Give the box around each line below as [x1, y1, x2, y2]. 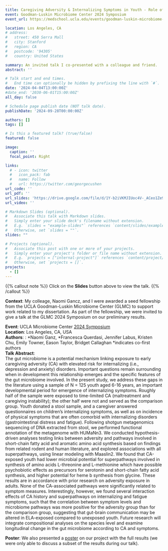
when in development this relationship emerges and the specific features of [5, 371, 161, 377]
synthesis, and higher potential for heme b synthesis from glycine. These [5, 472, 155, 478]
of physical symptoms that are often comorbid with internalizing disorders [5, 414, 157, 420]
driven [5, 435, 18, 441]
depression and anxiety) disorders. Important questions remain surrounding [5, 366, 161, 372]
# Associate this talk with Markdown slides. [5, 214, 106, 219]
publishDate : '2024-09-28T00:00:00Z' [5, 108, 84, 113]
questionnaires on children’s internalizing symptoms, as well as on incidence [5, 408, 162, 415]
